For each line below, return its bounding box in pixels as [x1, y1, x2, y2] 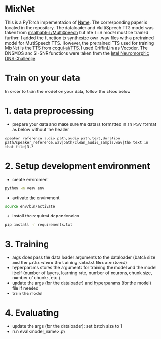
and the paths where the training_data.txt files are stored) [12, 260, 127, 265]
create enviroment [12, 176, 49, 182]
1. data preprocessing [5, 106, 94, 117]
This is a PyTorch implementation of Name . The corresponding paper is [5, 19, 148, 25]
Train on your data [5, 73, 80, 83]
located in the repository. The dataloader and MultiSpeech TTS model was [5, 24, 154, 30]
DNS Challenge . [5, 55, 37, 61]
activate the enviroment [12, 195, 60, 200]
